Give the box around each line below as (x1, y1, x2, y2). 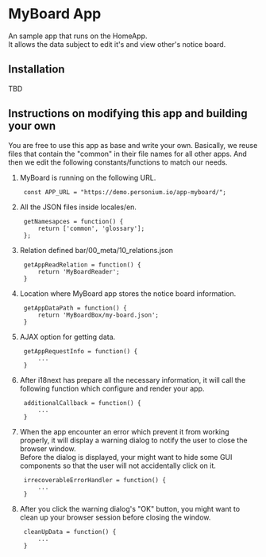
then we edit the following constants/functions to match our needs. (8, 157, 228, 167)
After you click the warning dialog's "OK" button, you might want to (19, 504, 241, 513)
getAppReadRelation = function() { (23, 260, 141, 269)
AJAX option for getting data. (19, 332, 116, 341)
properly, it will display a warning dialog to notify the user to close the (19, 435, 248, 445)
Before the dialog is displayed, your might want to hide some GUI (19, 452, 233, 462)
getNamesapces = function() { (23, 217, 124, 225)
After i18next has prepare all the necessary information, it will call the (19, 375, 246, 384)
